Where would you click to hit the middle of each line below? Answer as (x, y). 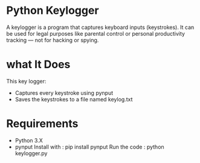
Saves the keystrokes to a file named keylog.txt (74, 99)
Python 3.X (29, 140)
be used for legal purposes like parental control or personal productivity (96, 33)
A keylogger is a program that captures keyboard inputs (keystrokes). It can (100, 27)
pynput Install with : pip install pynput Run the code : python (89, 147)
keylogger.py (31, 153)
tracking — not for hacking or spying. (53, 40)
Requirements (42, 124)
